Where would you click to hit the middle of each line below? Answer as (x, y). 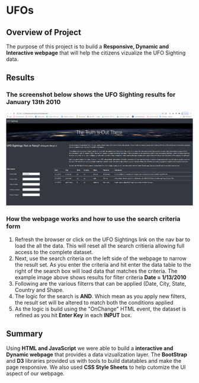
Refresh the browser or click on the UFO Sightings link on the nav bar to (102, 239)
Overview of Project (44, 32)
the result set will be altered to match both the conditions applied (94, 302)
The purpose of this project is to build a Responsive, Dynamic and (87, 46)
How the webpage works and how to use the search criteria (93, 219)
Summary (25, 334)
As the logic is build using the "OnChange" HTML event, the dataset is (100, 309)
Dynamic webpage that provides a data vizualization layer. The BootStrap (97, 354)
